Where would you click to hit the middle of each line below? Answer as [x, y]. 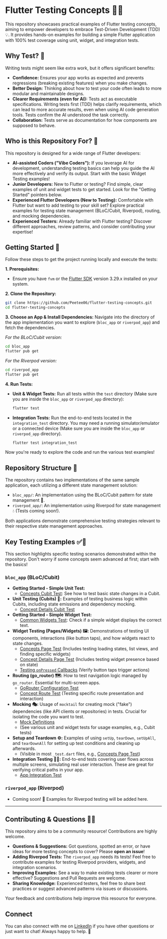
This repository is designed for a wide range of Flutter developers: [73, 153]
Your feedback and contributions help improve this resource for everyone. [81, 899]
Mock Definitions [37, 722]
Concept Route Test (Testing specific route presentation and [82, 693]
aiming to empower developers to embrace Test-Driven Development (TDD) [83, 29]
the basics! [16, 564]
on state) [29, 665]
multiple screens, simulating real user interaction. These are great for [83, 765]
